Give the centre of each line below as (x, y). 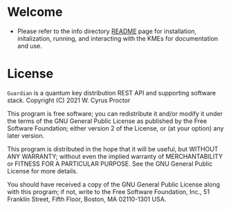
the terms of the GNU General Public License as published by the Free (107, 121)
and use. (30, 46)
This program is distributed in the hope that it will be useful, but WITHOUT (113, 149)
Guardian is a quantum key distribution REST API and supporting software (112, 93)
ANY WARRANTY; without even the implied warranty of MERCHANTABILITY (115, 156)
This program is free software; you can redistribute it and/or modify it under (115, 113)
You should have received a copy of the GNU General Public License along (113, 184)
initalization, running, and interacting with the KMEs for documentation (118, 38)
